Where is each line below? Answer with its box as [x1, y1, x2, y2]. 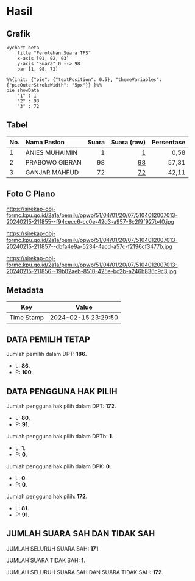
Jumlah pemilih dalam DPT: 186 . [6, 351, 87, 358]
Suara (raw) [110, 138, 146, 146]
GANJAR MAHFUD [25, 168, 79, 176]
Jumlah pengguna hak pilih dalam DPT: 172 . [6, 402, 116, 410]
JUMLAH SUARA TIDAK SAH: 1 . [6, 557, 85, 564]
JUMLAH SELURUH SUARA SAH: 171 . [6, 544, 101, 552]
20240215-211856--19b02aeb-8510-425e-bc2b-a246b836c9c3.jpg [6, 267, 177, 275]
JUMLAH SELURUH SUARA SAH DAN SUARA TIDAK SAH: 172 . [6, 568, 163, 576]
